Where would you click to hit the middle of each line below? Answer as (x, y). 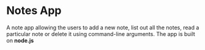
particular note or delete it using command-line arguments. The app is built (101, 34)
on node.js (20, 40)
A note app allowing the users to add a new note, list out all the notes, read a (103, 27)
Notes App (34, 11)
